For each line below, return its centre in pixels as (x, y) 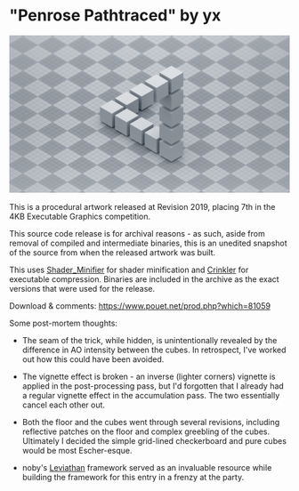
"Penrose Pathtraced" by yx (115, 16)
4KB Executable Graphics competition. (80, 217)
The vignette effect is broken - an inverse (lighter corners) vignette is (149, 377)
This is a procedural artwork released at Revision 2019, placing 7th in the (142, 207)
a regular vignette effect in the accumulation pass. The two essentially (151, 396)
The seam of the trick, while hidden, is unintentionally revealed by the (149, 341)
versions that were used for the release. (82, 289)
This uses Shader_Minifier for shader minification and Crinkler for (129, 270)
